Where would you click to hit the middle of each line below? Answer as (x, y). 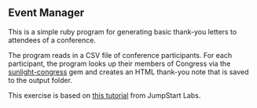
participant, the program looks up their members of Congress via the (119, 63)
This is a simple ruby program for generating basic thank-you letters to (123, 31)
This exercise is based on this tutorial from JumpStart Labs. (105, 95)
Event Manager (46, 13)
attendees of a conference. (52, 40)
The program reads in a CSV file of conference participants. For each (120, 55)
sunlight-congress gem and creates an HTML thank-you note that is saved (128, 72)
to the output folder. (40, 80)
